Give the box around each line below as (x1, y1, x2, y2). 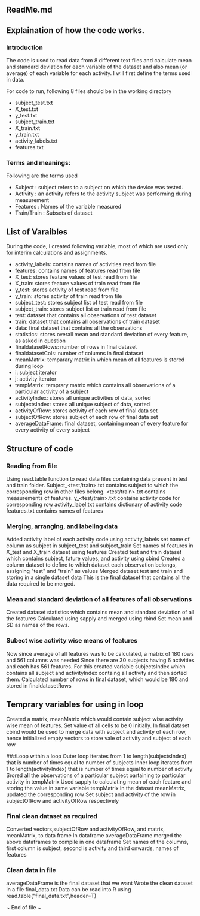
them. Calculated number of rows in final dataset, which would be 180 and (6, 676, 189, 683)
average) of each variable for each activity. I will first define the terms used (6, 70, 191, 77)
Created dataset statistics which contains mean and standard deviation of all (6, 608, 195, 616)
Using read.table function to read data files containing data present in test (6, 475, 188, 482)
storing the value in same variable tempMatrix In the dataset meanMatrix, (6, 784, 186, 791)
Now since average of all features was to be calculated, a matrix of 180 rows (6, 650, 194, 657)
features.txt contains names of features (6, 507, 103, 514)
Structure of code (6, 444, 73, 454)
